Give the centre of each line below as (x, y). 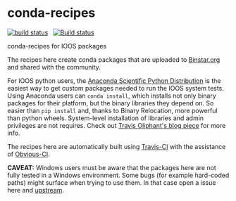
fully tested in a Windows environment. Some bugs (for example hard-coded (118, 175)
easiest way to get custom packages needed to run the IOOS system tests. (116, 88)
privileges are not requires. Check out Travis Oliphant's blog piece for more (117, 125)
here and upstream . (36, 190)
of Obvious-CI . (29, 154)
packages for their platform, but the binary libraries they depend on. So (111, 103)
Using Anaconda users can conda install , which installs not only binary (112, 96)
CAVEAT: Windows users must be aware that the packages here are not (112, 167)
